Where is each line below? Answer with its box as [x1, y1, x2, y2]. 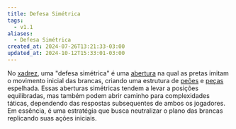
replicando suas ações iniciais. [7, 113, 97, 122]
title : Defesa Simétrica [7, 10, 81, 18]
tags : [7, 17, 23, 24]
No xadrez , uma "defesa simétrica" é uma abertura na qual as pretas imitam [7, 68, 229, 78]
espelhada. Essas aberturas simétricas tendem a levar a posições [7, 84, 199, 92]
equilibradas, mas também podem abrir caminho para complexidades [7, 91, 210, 99]
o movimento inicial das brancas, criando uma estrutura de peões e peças [7, 76, 224, 85]
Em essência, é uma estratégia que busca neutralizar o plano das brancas [7, 106, 223, 115]
